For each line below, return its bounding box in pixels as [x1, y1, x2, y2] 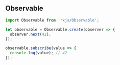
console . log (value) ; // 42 [10, 51, 67, 56]
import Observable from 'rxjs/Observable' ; [5, 17, 100, 23]
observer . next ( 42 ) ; [10, 32, 52, 37]
